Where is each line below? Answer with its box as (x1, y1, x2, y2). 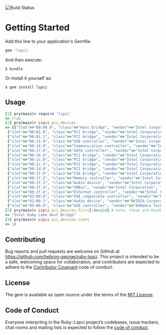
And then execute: (5, 57, 42, 63)
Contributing (5, 235, 45, 243)
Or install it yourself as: (5, 75, 52, 81)
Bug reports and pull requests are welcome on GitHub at (5, 248, 120, 254)
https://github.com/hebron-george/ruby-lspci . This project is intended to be (5, 254, 160, 260)
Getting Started (5, 22, 70, 33)
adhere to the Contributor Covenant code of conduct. (5, 264, 114, 270)
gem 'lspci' (5, 48, 30, 53)
